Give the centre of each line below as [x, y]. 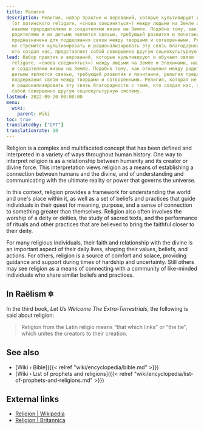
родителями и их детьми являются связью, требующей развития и [93, 35]
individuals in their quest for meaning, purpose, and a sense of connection [99, 205]
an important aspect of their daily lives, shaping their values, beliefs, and [97, 249]
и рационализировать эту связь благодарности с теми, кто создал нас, [103, 86]
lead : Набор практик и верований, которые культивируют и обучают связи [100, 57]
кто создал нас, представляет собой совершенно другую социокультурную [104, 52]
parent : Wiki [34, 114]
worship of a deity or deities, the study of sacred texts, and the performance [102, 218]
